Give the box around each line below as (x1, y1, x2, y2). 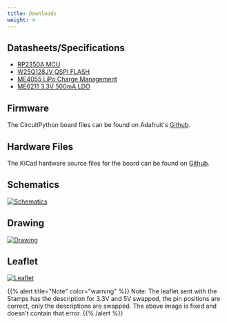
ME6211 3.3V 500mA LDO (17, 82, 91, 90)
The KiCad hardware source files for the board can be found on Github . (7, 159, 210, 167)
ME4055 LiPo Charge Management (17, 75, 117, 84)
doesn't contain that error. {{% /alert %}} (7, 309, 124, 317)
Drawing (7, 217, 45, 229)
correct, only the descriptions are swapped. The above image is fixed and (7, 302, 217, 311)
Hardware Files (7, 141, 74, 153)
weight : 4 (7, 17, 36, 23)
